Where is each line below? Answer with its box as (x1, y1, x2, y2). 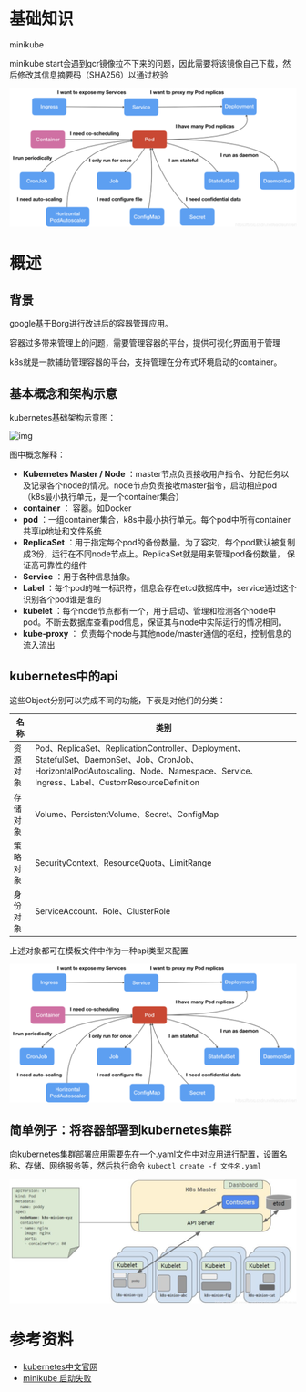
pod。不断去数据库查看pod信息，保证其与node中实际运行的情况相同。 (22, 617, 287, 628)
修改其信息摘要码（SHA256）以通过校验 (16, 69, 168, 80)
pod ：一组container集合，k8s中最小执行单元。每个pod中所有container (22, 514, 291, 525)
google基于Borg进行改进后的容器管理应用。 (9, 318, 173, 329)
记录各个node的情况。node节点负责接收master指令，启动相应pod (30, 480, 278, 491)
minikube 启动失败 (22, 1372, 92, 1383)
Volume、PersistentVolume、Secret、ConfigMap (35, 808, 219, 819)
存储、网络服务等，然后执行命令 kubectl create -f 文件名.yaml (25, 1159, 262, 1170)
